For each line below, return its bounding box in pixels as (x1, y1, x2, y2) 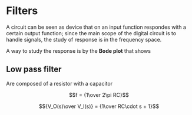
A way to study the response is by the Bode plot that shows (6, 47, 151, 54)
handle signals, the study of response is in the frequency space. (6, 36, 162, 43)
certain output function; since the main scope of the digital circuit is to (6, 29, 177, 36)
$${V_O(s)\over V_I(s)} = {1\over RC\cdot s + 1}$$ (38, 103, 160, 110)
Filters (6, 4, 38, 18)
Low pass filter (6, 65, 62, 75)
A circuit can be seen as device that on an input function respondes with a (6, 23, 187, 31)
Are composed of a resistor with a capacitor (6, 80, 113, 87)
